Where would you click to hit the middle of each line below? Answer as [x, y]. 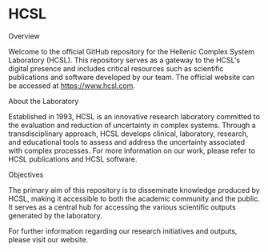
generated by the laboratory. [55, 215]
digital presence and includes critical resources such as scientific [116, 68]
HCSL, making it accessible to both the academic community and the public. [134, 198]
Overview [24, 36]
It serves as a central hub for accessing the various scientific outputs [122, 207]
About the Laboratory [44, 101]
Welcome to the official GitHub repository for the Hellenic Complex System [131, 51]
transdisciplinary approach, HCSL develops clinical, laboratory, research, [128, 134]
